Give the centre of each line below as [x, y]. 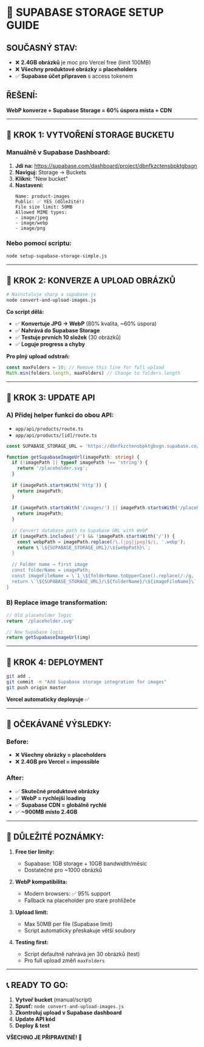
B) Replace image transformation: [57, 603]
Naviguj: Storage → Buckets [51, 172]
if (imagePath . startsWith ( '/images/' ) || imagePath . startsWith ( [95, 508]
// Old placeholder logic [39, 615]
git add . [19, 677]
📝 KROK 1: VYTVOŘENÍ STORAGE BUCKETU [90, 135]
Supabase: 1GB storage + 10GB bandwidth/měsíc [86, 863]
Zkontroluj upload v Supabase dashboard [68, 1013]
